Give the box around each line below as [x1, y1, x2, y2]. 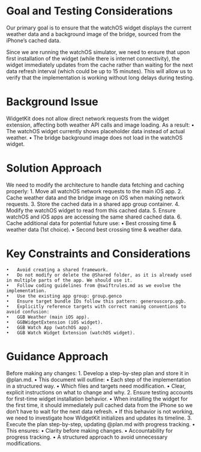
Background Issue [6, 95, 98, 109]
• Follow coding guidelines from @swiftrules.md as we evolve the [6, 282, 181, 289]
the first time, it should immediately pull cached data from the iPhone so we [6, 401, 193, 409]
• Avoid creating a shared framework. [6, 267, 109, 273]
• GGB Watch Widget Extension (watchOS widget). [6, 330, 136, 336]
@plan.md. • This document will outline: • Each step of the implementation [6, 376, 191, 383]
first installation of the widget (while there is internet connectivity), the [6, 55, 180, 62]
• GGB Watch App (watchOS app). [6, 324, 93, 331]
